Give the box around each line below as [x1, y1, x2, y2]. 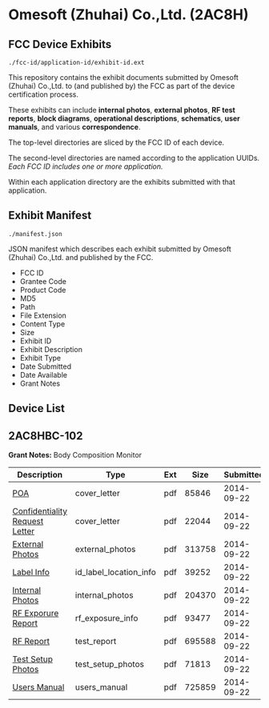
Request [12, 516, 44, 527]
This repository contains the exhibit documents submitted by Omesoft [8, 73, 239, 82]
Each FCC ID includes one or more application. [8, 162, 163, 171]
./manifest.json [8, 230, 62, 238]
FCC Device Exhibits [8, 38, 112, 51]
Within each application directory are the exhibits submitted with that [8, 178, 236, 186]
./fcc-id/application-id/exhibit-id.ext [8, 58, 146, 66]
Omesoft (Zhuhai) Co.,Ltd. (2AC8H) [8, 6, 249, 24]
